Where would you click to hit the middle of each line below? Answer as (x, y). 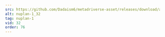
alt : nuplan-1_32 (23, 14)
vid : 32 (13, 23)
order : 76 (15, 27)
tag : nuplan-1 (20, 18)
